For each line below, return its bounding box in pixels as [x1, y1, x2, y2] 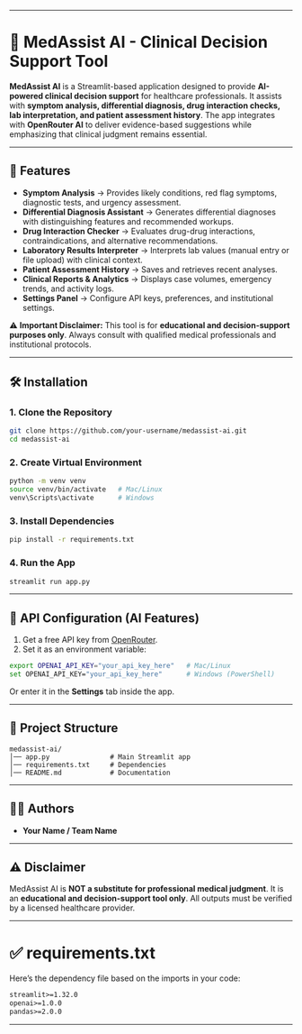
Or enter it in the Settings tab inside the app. [9, 686, 175, 697]
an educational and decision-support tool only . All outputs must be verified [9, 893, 292, 904]
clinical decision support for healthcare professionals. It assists [44, 90, 282, 101]
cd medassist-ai [9, 435, 70, 444]
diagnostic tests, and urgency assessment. [22, 197, 182, 207]
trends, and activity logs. [22, 283, 114, 294]
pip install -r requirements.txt [9, 535, 135, 544]
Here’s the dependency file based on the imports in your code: [9, 973, 241, 984]
